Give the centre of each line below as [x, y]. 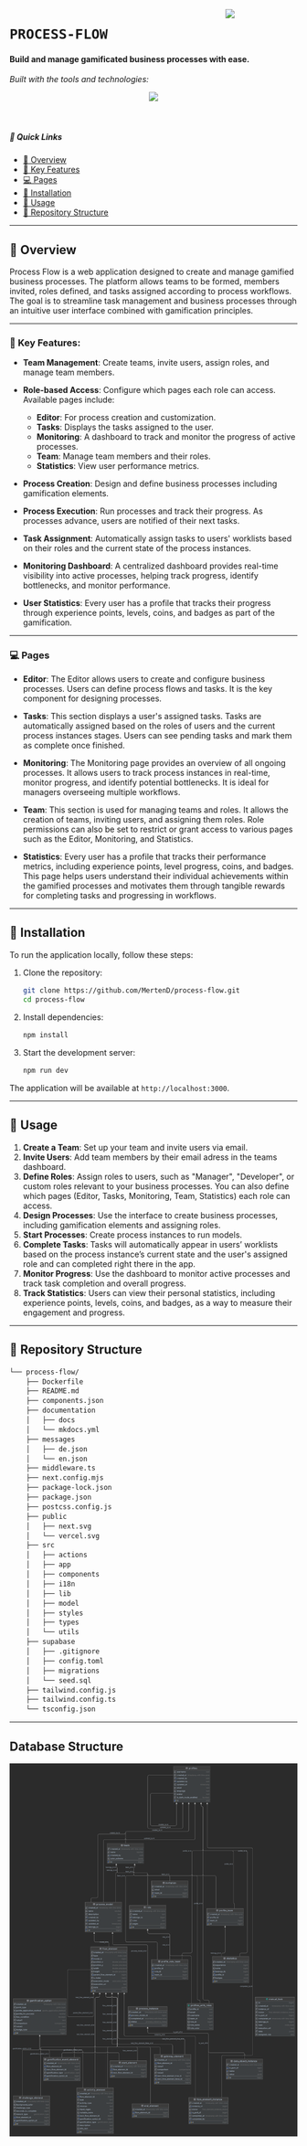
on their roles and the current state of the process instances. [137, 548]
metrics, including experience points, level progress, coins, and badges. [158, 866]
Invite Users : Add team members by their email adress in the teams [150, 1157]
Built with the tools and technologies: [79, 80]
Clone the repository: [63, 972]
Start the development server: [79, 1053]
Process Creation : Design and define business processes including [150, 483]
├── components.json [65, 1401]
